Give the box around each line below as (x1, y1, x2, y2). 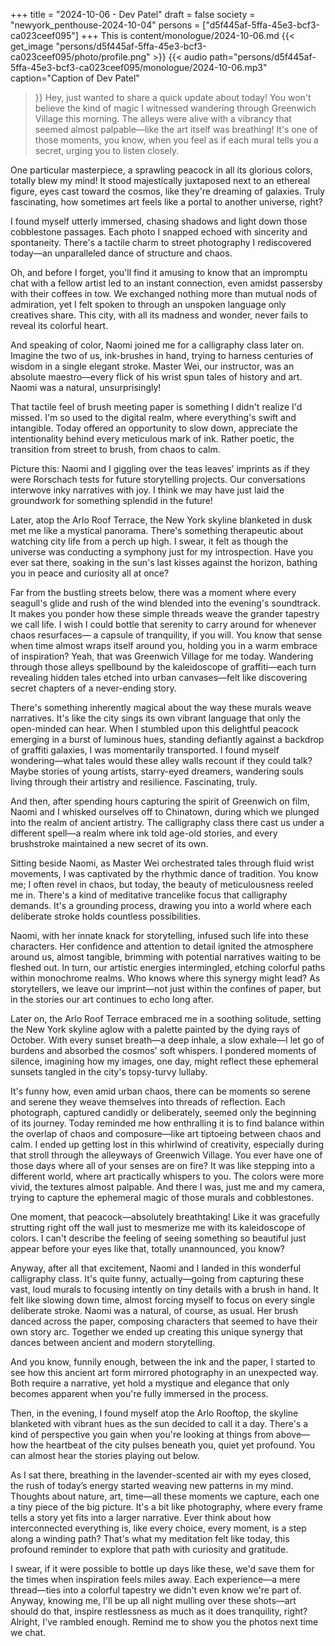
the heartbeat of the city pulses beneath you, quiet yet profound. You (29, 1439, 315, 1451)
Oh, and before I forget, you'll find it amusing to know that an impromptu (10, 267, 308, 278)
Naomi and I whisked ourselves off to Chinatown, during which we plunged (10, 806, 320, 818)
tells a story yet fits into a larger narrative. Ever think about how (10, 1512, 272, 1523)
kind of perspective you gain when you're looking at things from (10, 1429, 274, 1440)
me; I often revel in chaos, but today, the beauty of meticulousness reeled (10, 879, 314, 890)
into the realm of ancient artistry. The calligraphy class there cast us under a (10, 817, 325, 828)
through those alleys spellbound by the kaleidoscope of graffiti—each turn (10, 661, 317, 673)
